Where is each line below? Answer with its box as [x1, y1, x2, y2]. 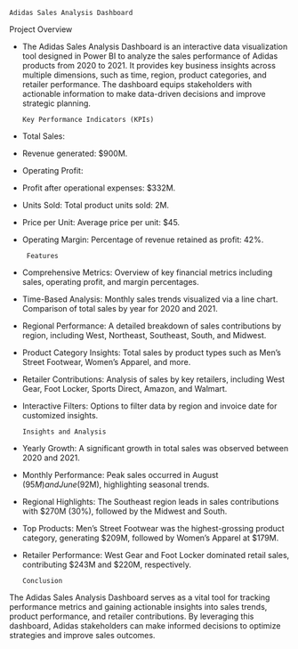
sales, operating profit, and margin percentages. [21, 277, 199, 287]
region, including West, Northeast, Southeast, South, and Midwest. [21, 330, 267, 340]
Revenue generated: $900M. [21, 148, 128, 158]
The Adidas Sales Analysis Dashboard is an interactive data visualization [21, 41, 288, 52]
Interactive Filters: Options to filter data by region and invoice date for [21, 401, 278, 411]
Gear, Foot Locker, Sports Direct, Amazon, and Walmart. [21, 384, 228, 393]
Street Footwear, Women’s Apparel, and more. [21, 357, 191, 367]
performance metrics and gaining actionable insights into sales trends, [9, 602, 268, 612]
